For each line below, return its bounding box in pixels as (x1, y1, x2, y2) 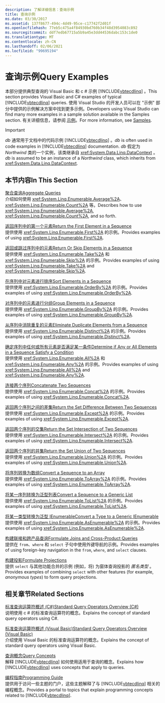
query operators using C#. (5, 615, 59, 621)
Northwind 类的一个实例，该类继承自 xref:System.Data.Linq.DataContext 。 (5, 150, 158, 156)
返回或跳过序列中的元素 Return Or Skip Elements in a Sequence (5, 245, 132, 251)
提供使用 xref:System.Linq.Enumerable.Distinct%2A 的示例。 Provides (5, 328, 146, 334)
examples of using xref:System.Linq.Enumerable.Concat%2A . (5, 394, 131, 400)
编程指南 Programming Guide (5, 674, 63, 680)
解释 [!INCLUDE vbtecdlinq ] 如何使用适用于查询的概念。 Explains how (5, 659, 144, 665)
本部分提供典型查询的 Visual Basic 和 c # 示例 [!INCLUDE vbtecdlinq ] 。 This (5, 88, 158, 94)
